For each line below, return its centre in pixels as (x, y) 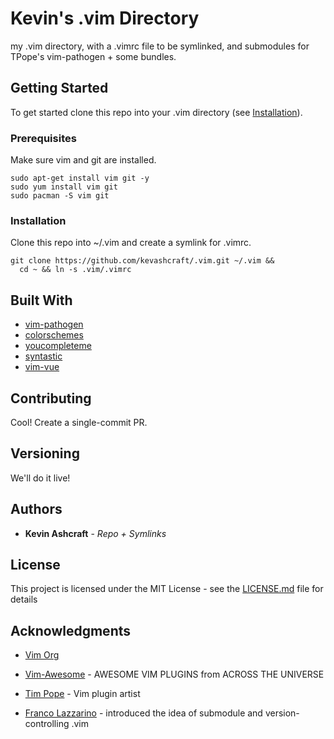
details (24, 599)
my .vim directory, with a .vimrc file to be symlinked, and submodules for (160, 46)
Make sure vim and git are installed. (83, 160)
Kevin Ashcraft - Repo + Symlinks (95, 533)
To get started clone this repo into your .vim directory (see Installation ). (156, 112)
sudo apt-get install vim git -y (80, 178)
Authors (36, 509)
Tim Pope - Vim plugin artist (82, 694)
